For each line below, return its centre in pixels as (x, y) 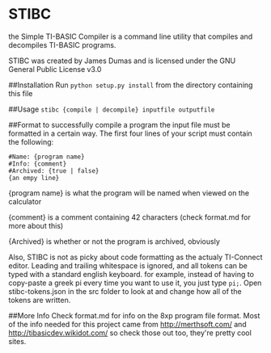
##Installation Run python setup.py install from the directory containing (131, 85)
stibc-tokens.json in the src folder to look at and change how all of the (125, 291)
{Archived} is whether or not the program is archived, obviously (114, 241)
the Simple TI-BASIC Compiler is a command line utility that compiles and (131, 36)
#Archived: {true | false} (54, 170)
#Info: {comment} (38, 164)
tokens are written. (40, 300)
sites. (17, 341)
